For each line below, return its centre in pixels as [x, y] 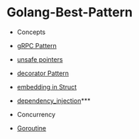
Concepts [31, 32]
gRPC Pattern [37, 45]
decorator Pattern [43, 73]
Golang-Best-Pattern [69, 12]
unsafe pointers [40, 59]
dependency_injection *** [54, 101]
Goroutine [32, 128]
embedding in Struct [47, 87]
